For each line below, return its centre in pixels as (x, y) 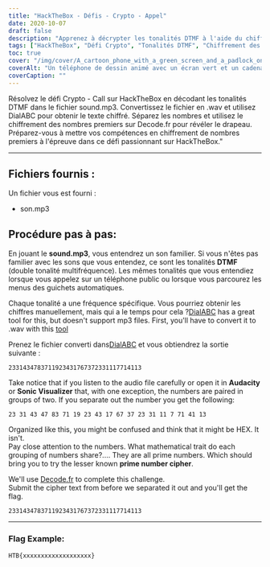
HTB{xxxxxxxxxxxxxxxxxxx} (51, 556)
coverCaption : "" (37, 76)
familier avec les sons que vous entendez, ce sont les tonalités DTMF (123, 262)
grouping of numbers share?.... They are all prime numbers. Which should (131, 455)
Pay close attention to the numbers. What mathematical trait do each (122, 446)
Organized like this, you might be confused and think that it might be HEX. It (134, 429)
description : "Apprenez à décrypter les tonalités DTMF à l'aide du (125, 38)
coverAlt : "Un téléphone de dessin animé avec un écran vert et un (124, 68)
